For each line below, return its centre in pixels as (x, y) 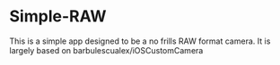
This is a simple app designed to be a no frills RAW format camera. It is (140, 41)
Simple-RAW (58, 16)
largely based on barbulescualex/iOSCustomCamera (106, 50)
